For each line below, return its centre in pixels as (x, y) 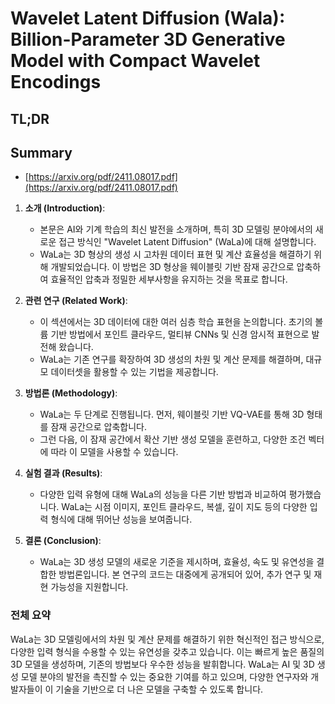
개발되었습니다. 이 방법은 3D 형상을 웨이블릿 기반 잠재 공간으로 (172, 267)
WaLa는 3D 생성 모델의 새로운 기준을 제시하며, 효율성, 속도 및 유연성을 (177, 562)
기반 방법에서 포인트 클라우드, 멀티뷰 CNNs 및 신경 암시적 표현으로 (180, 334)
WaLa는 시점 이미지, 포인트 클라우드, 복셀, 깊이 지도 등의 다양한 (184, 507)
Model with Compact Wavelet (135, 61)
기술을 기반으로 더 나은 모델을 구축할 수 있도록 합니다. (159, 689)
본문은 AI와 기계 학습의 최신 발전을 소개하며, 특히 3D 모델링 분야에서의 (176, 229)
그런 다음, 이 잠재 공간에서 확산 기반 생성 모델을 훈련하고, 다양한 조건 (173, 439)
